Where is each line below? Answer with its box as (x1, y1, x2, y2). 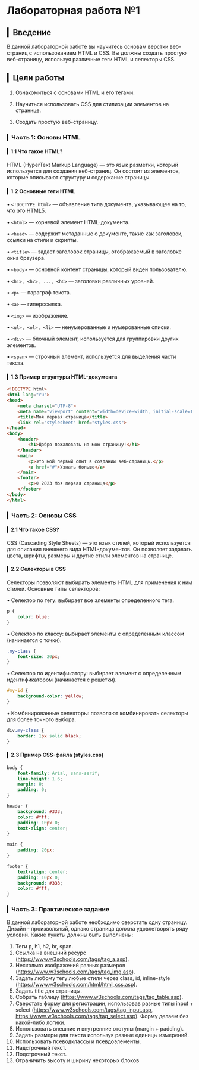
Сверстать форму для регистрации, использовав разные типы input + (15, 1000, 194, 1007)
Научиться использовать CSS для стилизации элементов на (15, 100, 169, 107)
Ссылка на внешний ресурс (15, 949, 87, 957)
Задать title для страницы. (15, 987, 83, 994)
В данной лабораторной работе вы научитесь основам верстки (7, 43, 169, 50)
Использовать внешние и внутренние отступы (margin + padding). (15, 1025, 184, 1032)
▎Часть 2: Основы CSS (7, 511, 77, 519)
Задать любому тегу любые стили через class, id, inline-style (15, 975, 170, 982)
